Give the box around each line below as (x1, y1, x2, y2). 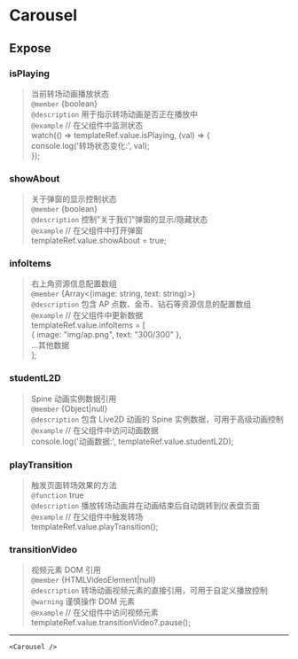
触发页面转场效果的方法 (30, 480, 117, 491)
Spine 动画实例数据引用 (30, 393, 117, 404)
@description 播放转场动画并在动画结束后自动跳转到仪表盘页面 (30, 500, 260, 511)
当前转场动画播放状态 (30, 88, 109, 98)
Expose (9, 41, 51, 56)
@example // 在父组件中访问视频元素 (30, 608, 160, 618)
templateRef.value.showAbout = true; (30, 236, 167, 246)
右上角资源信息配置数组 (30, 278, 117, 289)
